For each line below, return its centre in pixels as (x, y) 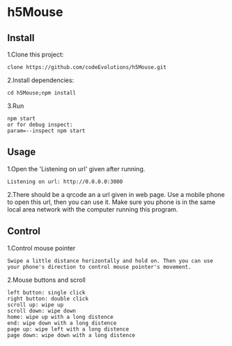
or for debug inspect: (40, 125)
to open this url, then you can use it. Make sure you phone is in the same (111, 202)
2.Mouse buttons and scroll (46, 280)
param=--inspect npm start (46, 131)
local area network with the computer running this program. (93, 209)
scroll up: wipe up (36, 305)
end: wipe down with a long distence (62, 323)
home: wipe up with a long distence (60, 317)
